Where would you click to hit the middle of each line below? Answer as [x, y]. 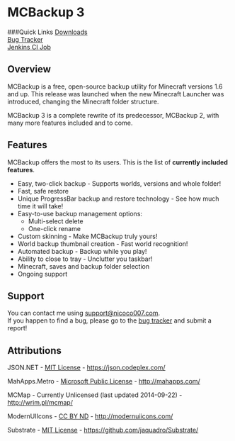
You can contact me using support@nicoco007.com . [84, 313]
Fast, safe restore [43, 191]
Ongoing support [42, 274]
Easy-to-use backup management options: [80, 213]
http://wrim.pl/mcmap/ [40, 403]
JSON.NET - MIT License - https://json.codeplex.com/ [86, 368]
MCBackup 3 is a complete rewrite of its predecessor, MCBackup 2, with [113, 115]
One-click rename [55, 228]
